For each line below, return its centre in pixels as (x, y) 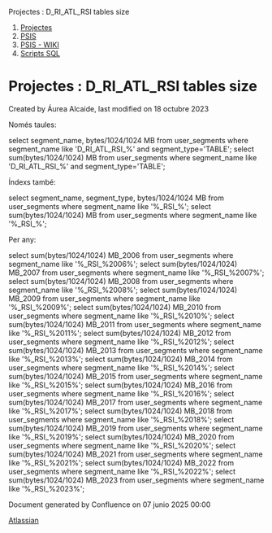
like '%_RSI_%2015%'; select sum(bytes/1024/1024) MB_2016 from (121, 385)
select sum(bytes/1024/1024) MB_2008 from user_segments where (121, 281)
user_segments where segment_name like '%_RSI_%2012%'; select (121, 342)
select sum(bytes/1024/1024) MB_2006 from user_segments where (121, 255)
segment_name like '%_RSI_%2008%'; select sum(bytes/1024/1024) (123, 290)
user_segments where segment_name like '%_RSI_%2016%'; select (121, 393)
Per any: (22, 239)
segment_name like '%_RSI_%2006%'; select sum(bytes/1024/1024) (123, 264)
